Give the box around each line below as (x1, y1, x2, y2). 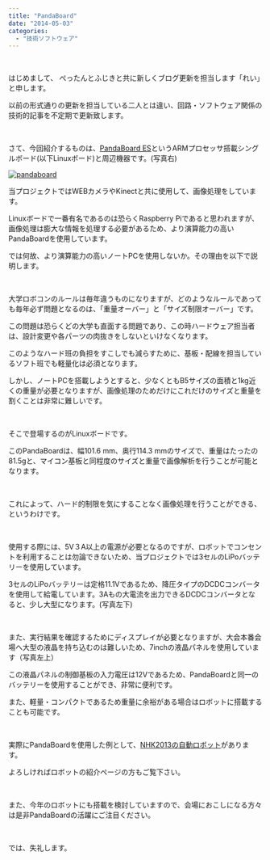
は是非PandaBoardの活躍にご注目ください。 (8, 810, 156, 820)
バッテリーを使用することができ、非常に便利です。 (8, 680, 177, 689)
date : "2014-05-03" (8, 19, 74, 27)
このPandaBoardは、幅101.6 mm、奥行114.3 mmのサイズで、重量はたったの (8, 446, 259, 456)
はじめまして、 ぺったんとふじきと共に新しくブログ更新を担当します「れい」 (8, 74, 260, 83)
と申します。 (8, 83, 51, 93)
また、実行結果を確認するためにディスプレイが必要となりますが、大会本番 (8, 632, 255, 643)
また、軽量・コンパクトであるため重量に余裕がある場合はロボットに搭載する (8, 697, 263, 707)
